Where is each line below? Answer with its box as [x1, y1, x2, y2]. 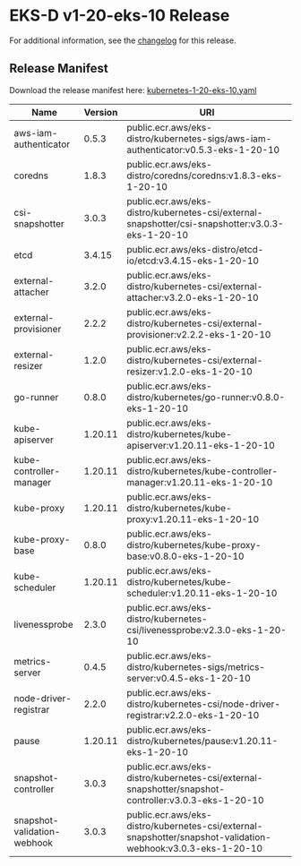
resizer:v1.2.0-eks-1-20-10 [126, 364, 253, 377]
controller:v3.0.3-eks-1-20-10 [126, 793, 264, 806]
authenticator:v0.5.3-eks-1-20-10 [126, 143, 280, 156]
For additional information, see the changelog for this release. [9, 35, 236, 46]
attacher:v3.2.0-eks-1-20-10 [126, 291, 259, 304]
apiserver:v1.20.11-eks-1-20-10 [126, 439, 275, 451]
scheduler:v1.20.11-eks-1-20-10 [126, 587, 278, 599]
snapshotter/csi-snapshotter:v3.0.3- [126, 217, 284, 229]
